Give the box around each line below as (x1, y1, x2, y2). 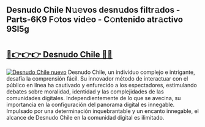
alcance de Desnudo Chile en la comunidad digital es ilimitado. (6, 114, 165, 121)
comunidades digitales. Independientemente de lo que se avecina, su (6, 95, 181, 101)
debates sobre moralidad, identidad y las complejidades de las (6, 88, 164, 95)
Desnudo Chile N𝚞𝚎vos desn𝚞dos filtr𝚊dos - (6, 5, 181, 15)
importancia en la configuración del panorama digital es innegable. (6, 101, 175, 108)
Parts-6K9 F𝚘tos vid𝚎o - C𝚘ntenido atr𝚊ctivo (6, 15, 184, 25)
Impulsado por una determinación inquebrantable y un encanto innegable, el (6, 107, 199, 115)
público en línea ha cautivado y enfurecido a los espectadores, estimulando (6, 82, 197, 89)
